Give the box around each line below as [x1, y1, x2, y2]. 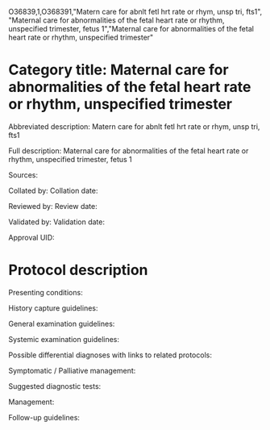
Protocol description [8, 261, 148, 279]
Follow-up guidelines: [8, 412, 81, 422]
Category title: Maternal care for [8, 61, 229, 79]
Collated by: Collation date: [8, 186, 98, 195]
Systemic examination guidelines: [8, 334, 119, 344]
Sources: [8, 169, 39, 180]
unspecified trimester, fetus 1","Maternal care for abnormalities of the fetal [8, 24, 254, 33]
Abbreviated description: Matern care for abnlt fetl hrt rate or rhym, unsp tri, [8, 121, 260, 132]
